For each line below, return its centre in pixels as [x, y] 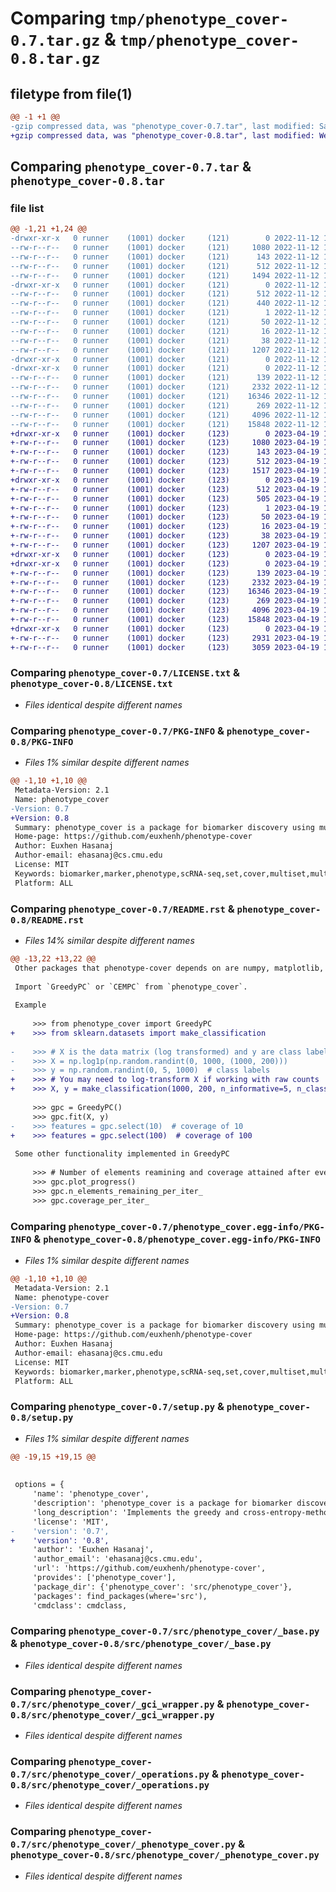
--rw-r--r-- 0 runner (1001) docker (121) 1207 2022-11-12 [165, 350]
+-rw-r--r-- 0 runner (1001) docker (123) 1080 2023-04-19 [165, 443]
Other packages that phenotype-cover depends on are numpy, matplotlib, [169, 968]
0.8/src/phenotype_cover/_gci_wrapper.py [112, 1715]
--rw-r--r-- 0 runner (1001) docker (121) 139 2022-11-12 [165, 378]
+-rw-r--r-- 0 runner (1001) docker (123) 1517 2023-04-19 [165, 471]
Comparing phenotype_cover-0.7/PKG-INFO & [117, 730]
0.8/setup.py [42, 1418]
